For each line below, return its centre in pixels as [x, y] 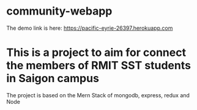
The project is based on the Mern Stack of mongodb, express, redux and [98, 95]
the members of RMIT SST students [99, 66]
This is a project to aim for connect [96, 53]
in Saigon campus [53, 79]
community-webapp [59, 11]
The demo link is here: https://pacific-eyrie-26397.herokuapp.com [90, 28]
